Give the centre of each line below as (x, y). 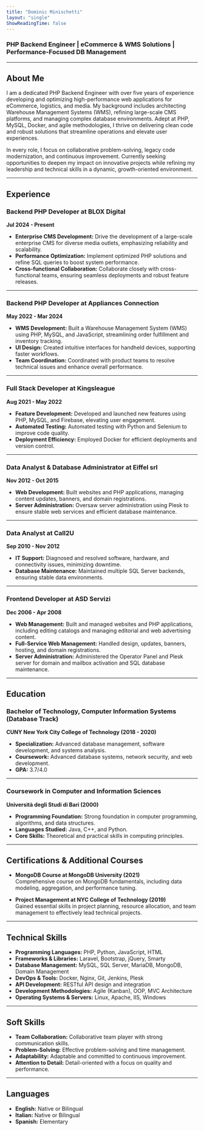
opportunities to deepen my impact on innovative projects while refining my (101, 163)
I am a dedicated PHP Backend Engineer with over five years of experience (100, 93)
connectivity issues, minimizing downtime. (68, 565)
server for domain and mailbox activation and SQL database (90, 663)
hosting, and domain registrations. (58, 650)
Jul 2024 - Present (30, 225)
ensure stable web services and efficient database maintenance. (96, 512)
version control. (35, 446)
